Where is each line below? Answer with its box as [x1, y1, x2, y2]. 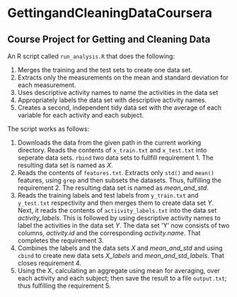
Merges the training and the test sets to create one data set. [17, 66, 192, 74]
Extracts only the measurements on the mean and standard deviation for [17, 73, 229, 82]
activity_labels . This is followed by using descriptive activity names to [17, 214, 221, 222]
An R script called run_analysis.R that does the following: [7, 52, 175, 60]
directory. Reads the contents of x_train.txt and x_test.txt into [17, 146, 207, 154]
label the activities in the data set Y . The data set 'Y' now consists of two [17, 221, 230, 230]
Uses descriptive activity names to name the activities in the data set [17, 89, 219, 96]
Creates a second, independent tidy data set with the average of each [17, 103, 221, 111]
